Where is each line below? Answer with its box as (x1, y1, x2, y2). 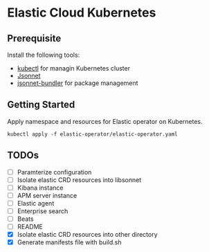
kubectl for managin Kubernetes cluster (17, 64, 130, 72)
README (17, 223, 44, 231)
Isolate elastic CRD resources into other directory (17, 231, 158, 239)
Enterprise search (17, 206, 69, 215)
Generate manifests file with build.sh (17, 238, 122, 246)
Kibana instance (17, 183, 64, 192)
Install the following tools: (7, 51, 80, 59)
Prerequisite (7, 33, 62, 44)
